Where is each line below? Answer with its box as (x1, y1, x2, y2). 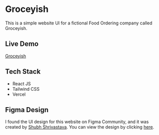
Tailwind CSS (12, 86, 40, 92)
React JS (12, 81, 31, 87)
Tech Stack (5, 67, 41, 76)
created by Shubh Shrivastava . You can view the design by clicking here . (5, 124, 155, 130)
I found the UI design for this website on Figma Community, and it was (5, 119, 149, 125)
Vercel (12, 91, 26, 97)
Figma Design (5, 106, 49, 114)
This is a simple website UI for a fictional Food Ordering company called (5, 20, 153, 26)
